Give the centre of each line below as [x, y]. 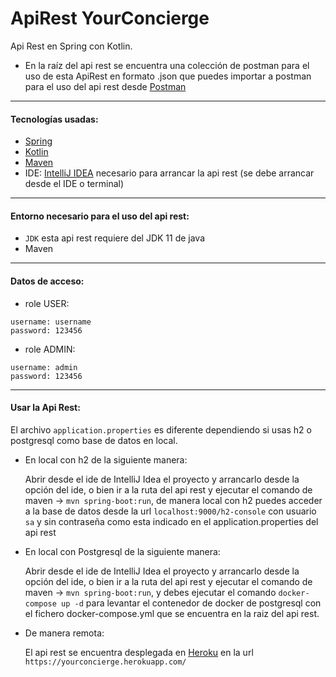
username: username [51, 322]
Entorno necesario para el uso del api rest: [100, 216]
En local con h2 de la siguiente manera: [106, 459]
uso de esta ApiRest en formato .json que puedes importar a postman [168, 76]
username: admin [44, 367]
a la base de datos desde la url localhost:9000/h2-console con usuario [170, 511]
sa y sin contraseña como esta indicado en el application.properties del [171, 521]
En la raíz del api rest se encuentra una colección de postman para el [167, 65]
